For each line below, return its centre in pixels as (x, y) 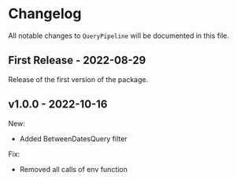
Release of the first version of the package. (78, 79)
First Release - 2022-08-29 (77, 60)
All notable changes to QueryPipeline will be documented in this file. (119, 36)
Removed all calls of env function (74, 169)
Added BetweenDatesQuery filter (73, 138)
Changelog (45, 14)
